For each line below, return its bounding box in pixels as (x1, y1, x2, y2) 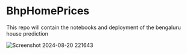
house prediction (6, 30, 48, 37)
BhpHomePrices (6, 4, 90, 18)
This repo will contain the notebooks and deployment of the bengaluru (6, 24, 181, 31)
